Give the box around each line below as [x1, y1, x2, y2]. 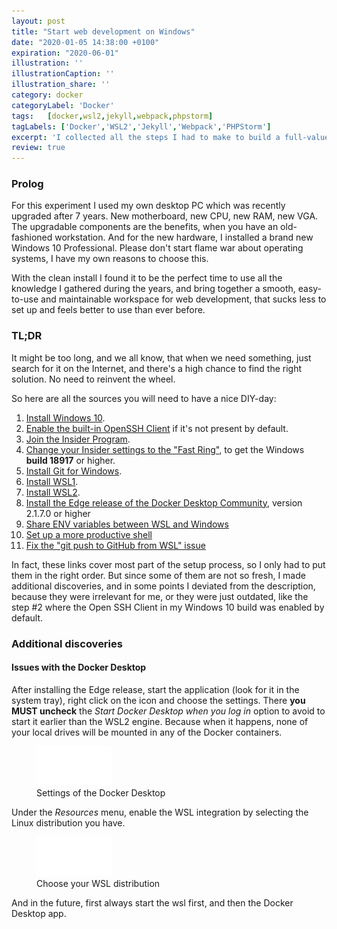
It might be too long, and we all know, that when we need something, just [11, 351, 312, 364]
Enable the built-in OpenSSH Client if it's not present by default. [25, 422, 289, 434]
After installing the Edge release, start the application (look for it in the [11, 683, 300, 695]
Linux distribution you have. [11, 816, 126, 829]
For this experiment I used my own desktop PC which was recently [11, 200, 286, 212]
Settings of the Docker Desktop [36, 786, 166, 799]
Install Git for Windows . [25, 465, 123, 477]
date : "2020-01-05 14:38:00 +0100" [11, 37, 160, 47]
